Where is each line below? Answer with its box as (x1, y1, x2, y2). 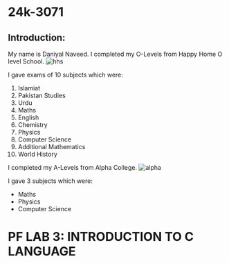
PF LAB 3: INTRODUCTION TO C (8, 229, 194, 245)
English (17, 113, 39, 121)
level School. (8, 57, 44, 66)
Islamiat (17, 84, 41, 92)
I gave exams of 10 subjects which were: (8, 70, 124, 79)
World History (17, 150, 58, 158)
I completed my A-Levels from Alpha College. (8, 164, 138, 171)
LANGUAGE (8, 244, 76, 260)
